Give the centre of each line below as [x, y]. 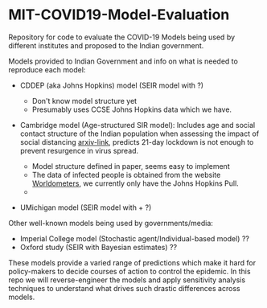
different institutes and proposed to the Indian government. [106, 45]
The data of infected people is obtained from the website [126, 175]
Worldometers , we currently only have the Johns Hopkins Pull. [135, 183]
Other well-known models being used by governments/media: [111, 223]
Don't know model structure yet [84, 101]
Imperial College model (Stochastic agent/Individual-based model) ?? [134, 238]
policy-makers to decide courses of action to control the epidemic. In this [129, 271]
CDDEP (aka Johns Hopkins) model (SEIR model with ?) [111, 85]
